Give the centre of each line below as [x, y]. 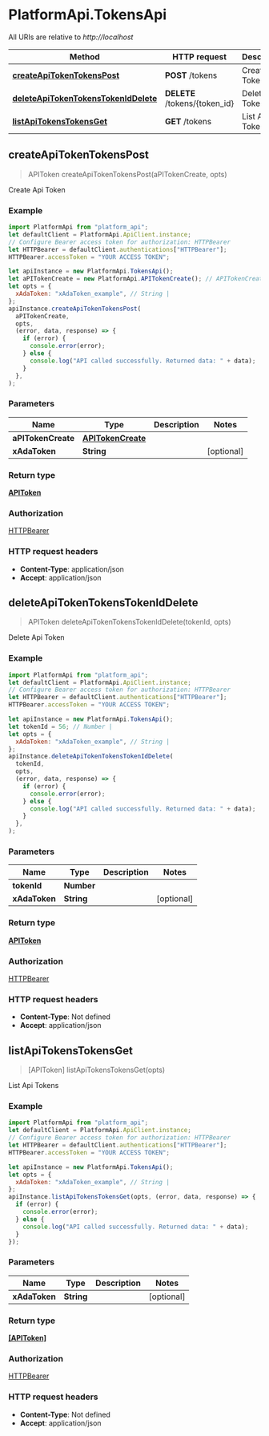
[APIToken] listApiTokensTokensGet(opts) [96, 1070]
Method [84, 56]
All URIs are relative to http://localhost [71, 37]
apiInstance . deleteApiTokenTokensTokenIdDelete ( [91, 756]
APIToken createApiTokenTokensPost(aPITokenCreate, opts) [127, 174]
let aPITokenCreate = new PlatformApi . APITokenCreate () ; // [111, 279]
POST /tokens [191, 75]
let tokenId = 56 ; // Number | [60, 726]
